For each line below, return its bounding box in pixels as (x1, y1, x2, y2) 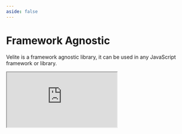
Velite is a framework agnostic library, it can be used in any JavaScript (6, 53, 176, 61)
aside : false (6, 8, 38, 15)
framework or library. (6, 59, 58, 66)
